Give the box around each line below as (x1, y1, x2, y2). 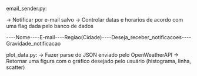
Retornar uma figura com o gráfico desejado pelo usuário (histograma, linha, (6, 58, 191, 64)
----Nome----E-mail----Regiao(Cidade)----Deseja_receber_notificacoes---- (6, 34, 192, 40)
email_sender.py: (6, 5, 47, 12)
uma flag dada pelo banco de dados (6, 23, 94, 29)
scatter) (6, 64, 25, 71)
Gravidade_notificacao (6, 40, 61, 47)
